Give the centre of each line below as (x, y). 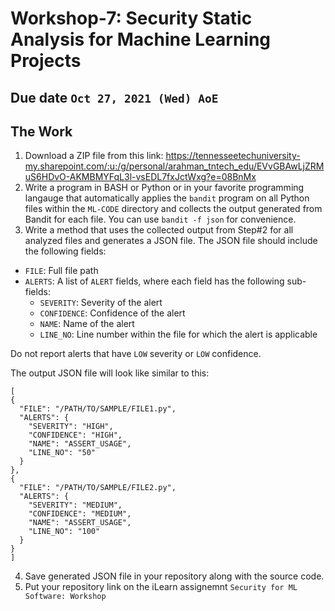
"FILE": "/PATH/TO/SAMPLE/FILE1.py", (98, 409)
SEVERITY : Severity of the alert (101, 303)
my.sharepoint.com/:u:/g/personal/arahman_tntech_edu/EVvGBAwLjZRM (174, 166)
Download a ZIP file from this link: (94, 156)
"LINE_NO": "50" (62, 453)
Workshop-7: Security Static (131, 18)
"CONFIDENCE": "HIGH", (75, 435)
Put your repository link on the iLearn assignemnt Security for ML (161, 587)
